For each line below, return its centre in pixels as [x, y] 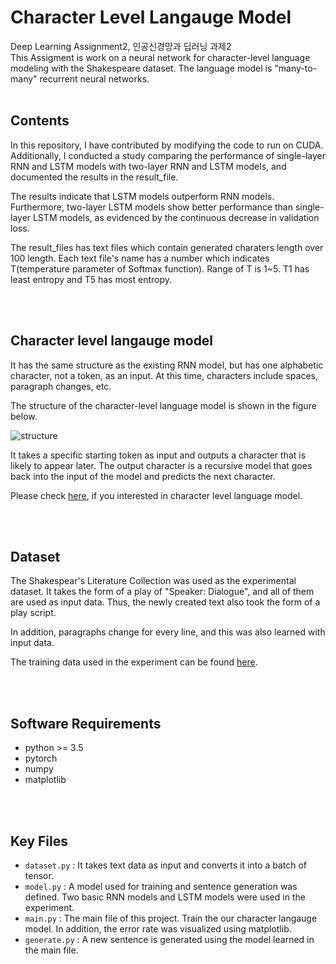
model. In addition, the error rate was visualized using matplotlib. [158, 929]
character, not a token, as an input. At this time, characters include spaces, [164, 375]
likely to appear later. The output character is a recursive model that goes [161, 465]
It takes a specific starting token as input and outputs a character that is [158, 455]
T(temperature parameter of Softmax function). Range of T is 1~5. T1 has [160, 268]
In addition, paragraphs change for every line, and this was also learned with [168, 632]
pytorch [41, 758]
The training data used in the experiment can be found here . [134, 662]
